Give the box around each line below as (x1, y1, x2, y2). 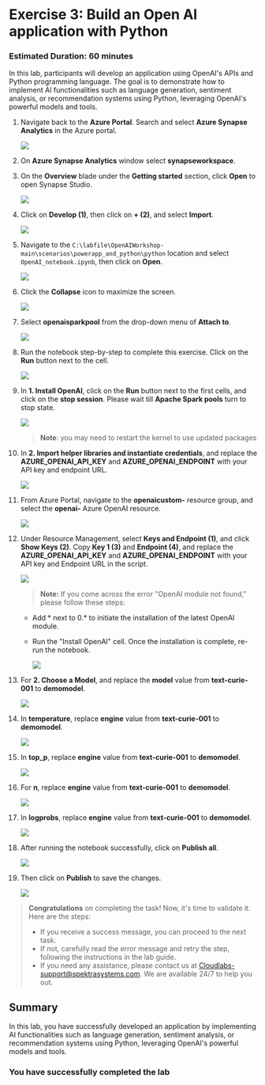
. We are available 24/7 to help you (140, 969, 253, 979)
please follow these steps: (39, 598, 125, 607)
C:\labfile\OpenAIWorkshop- (71, 241, 165, 250)
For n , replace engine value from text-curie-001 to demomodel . (20, 783, 231, 792)
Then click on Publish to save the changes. (20, 873, 162, 883)
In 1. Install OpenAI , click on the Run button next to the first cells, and (20, 386, 247, 396)
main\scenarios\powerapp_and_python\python (20, 250, 166, 258)
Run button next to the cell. (20, 356, 110, 366)
